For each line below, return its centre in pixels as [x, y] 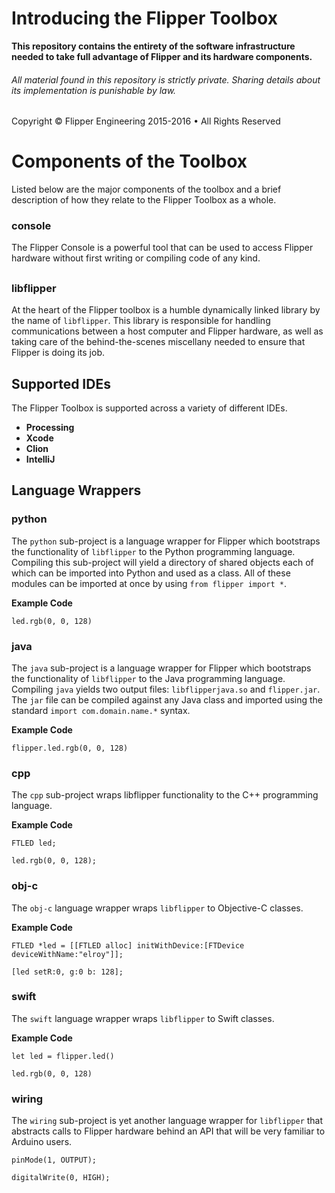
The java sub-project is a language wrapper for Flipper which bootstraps [161, 668]
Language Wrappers [76, 490]
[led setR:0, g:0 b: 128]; [67, 972]
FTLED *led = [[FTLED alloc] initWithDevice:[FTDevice [128, 945]
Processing [50, 427]
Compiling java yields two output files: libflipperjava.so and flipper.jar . [166, 689]
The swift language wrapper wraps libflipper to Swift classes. [143, 1018]
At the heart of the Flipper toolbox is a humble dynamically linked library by [166, 310]
